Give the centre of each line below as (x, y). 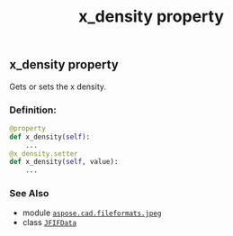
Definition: (33, 110)
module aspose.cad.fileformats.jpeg (92, 213)
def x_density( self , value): (64, 162)
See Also (29, 194)
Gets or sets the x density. (58, 86)
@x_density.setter (44, 154)
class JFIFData (49, 222)
